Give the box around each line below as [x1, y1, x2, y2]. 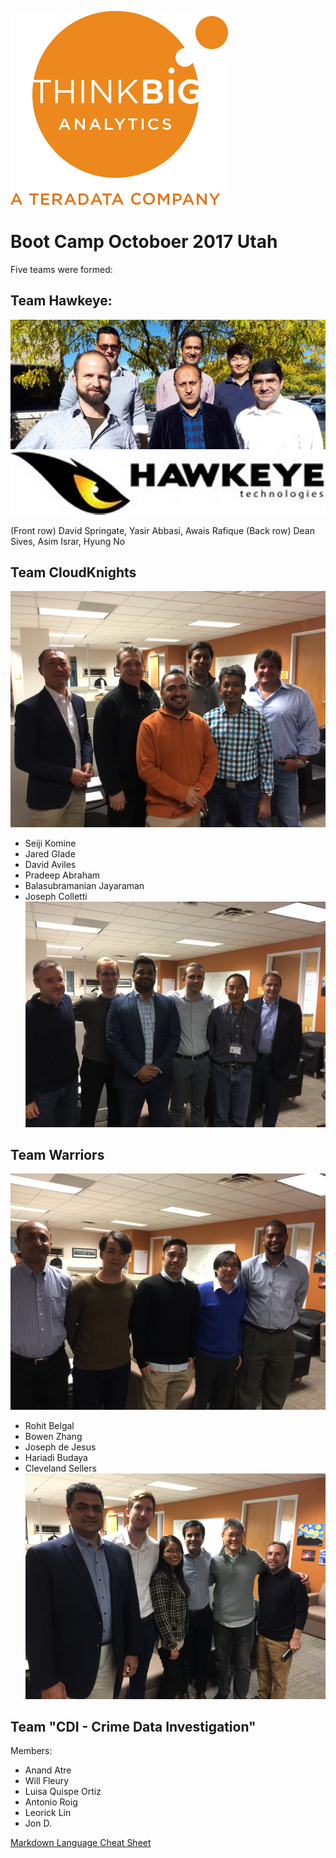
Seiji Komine [24, 837, 77, 850]
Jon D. [24, 1817, 52, 1830]
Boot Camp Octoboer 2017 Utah [10, 231, 278, 253]
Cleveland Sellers [24, 1462, 97, 1475]
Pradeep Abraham [24, 869, 101, 881]
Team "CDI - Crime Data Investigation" [10, 1718, 257, 1735]
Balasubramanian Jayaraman [24, 880, 145, 892]
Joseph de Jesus [24, 1441, 97, 1453]
